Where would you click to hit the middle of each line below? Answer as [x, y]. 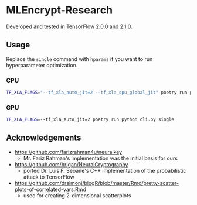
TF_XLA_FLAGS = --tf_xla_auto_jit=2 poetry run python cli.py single [90, 120]
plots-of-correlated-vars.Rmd [50, 189]
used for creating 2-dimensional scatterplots [77, 195]
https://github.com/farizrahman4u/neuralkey [68, 152]
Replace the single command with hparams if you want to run [79, 59]
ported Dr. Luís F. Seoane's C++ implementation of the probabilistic [105, 170]
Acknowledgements [44, 138]
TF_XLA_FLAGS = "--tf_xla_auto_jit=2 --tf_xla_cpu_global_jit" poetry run [97, 93]
